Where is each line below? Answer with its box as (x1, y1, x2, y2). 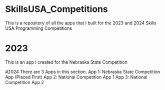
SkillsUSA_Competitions (5, 3, 108, 15)
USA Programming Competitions (5, 25, 72, 31)
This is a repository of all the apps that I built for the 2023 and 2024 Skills (5, 20, 156, 26)
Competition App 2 (5, 79, 44, 85)
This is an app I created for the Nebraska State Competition (5, 59, 127, 65)
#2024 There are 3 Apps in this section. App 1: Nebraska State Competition (5, 69, 160, 75)
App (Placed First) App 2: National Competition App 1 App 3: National (5, 74, 147, 80)
